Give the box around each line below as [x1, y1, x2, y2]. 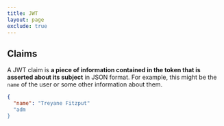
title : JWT [7, 10, 38, 17]
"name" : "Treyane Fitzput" [13, 100, 90, 107]
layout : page [7, 16, 45, 23]
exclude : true [7, 22, 48, 29]
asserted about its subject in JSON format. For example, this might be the [7, 73, 217, 82]
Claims [7, 48, 38, 59]
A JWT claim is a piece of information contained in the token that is [7, 66, 201, 74]
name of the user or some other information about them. [7, 80, 163, 89]
